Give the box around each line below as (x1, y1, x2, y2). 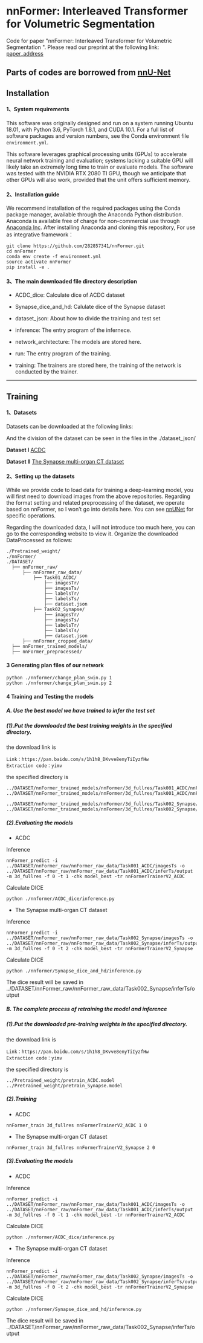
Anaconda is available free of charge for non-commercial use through (6, 218, 180, 225)
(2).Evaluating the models (6, 819, 74, 826)
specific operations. (6, 512, 56, 519)
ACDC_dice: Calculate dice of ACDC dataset (14, 291, 125, 299)
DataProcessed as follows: (6, 537, 72, 544)
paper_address (6, 50, 43, 57)
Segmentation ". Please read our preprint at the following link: (6, 44, 159, 51)
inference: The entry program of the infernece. (14, 326, 132, 334)
